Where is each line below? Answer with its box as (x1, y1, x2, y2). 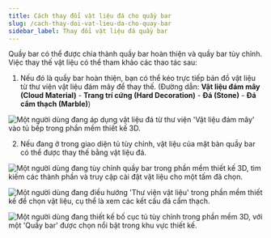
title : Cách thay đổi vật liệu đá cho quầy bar (8, 11, 172, 20)
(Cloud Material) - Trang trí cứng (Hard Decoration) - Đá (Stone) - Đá (19, 91, 256, 100)
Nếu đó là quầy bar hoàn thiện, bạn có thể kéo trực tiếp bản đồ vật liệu (19, 74, 256, 83)
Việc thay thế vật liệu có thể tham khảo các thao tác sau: (8, 57, 198, 67)
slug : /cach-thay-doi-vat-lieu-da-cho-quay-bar (8, 19, 172, 28)
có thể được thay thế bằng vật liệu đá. (19, 147, 147, 158)
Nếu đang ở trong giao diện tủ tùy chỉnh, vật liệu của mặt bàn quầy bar (19, 139, 256, 149)
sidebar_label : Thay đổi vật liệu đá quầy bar (8, 27, 168, 35)
